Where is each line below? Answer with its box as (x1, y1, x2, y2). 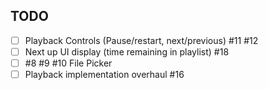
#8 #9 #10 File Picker (24, 57, 113, 69)
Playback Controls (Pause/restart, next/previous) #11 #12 (24, 34, 259, 46)
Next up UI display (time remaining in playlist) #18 (24, 45, 230, 58)
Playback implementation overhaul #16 (24, 69, 185, 80)
